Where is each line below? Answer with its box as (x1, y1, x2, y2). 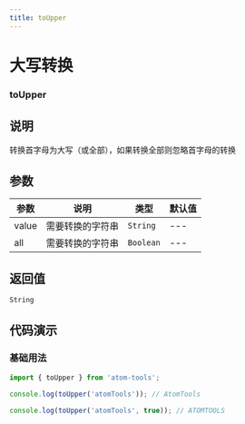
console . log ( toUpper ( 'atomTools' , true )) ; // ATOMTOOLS (9, 406, 225, 415)
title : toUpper (9, 13, 67, 23)
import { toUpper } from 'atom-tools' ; (9, 373, 161, 382)
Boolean (127, 238, 161, 248)
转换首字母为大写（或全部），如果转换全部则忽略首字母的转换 (9, 144, 236, 155)
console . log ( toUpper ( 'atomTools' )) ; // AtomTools (9, 389, 201, 399)
